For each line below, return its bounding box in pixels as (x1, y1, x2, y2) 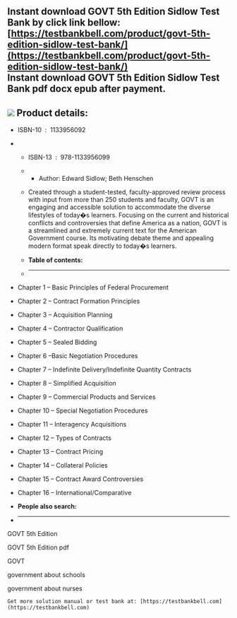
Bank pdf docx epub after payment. (7, 83, 166, 95)
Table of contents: (28, 256, 83, 264)
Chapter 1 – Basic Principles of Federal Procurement (17, 283, 169, 292)
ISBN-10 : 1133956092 (17, 126, 86, 134)
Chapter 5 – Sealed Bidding (17, 338, 97, 347)
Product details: (16, 107, 88, 119)
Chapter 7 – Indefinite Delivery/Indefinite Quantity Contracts (17, 365, 192, 374)
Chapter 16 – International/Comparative (17, 489, 132, 497)
